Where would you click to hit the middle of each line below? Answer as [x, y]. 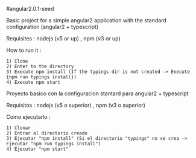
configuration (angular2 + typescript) [52, 27]
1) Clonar [19, 128]
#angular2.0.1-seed [30, 9]
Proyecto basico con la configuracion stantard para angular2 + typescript [97, 93]
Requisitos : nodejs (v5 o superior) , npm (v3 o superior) [76, 105]
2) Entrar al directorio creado [47, 133]
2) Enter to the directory [40, 66]
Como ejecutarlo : [28, 117]
